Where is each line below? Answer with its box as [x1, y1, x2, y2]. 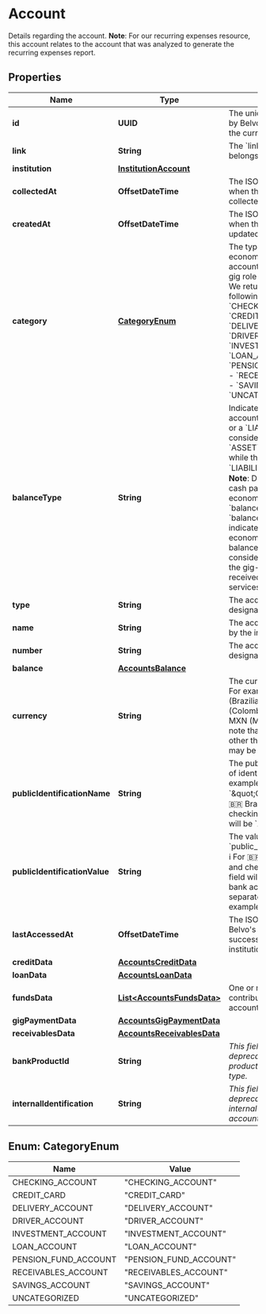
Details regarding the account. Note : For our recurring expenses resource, [8, 31, 251, 40]
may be [228, 745, 256, 756]
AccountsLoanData [117, 969, 192, 980]
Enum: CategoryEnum [8, 1140, 120, 1153]
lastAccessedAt [12, 929, 74, 940]
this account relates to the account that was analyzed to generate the [8, 39, 235, 48]
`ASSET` [228, 442, 260, 453]
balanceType [12, 492, 62, 503]
